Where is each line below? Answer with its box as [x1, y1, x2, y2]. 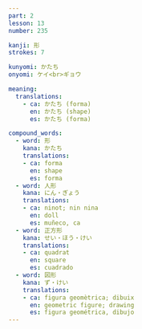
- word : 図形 [15, 271, 57, 279]
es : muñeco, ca [29, 218, 81, 227]
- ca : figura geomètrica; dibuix [22, 294, 135, 302]
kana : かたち [22, 144, 63, 152]
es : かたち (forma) [29, 115, 91, 123]
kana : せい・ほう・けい [22, 234, 92, 242]
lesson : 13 [8, 19, 45, 27]
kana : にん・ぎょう [22, 189, 80, 197]
